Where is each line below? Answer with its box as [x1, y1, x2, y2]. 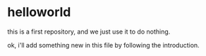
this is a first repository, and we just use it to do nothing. [7, 27, 171, 36]
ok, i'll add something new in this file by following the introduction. [7, 41, 200, 49]
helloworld [7, 4, 71, 20]
